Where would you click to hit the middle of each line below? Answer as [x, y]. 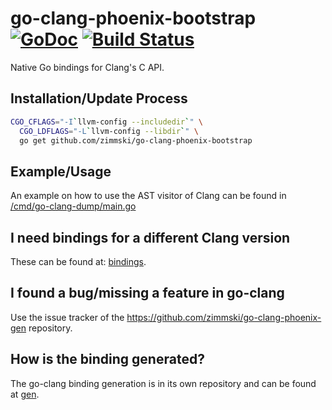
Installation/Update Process [99, 98]
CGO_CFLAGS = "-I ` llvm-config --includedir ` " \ [106, 122]
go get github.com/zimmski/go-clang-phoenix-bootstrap [136, 140]
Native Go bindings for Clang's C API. [87, 67]
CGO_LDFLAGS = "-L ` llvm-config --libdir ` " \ [109, 131]
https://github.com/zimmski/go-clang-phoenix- [224, 317]
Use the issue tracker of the [67, 317]
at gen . [25, 394]
